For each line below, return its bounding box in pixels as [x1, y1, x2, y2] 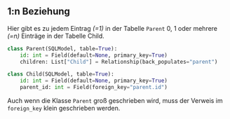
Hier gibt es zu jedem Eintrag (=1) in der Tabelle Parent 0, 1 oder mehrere [7, 24, 218, 32]
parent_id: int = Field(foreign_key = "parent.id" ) [20, 84, 168, 91]
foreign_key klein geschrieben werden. [7, 104, 121, 113]
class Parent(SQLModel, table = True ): [7, 45, 118, 52]
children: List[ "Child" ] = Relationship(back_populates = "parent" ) [20, 58, 218, 65]
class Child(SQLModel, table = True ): [7, 71, 114, 78]
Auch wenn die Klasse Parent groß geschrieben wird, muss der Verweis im [7, 97, 223, 105]
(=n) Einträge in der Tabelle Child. [7, 31, 105, 40]
